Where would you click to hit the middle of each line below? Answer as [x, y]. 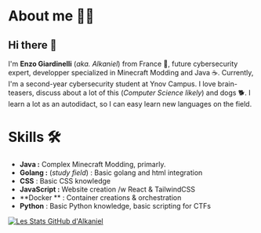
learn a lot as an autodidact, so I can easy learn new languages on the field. [130, 104]
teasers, [21, 93]
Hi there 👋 [33, 45]
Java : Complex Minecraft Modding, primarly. [92, 164]
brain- [227, 84]
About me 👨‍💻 [51, 16]
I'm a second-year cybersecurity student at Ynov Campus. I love [112, 84]
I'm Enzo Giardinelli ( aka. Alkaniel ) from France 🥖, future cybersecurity [123, 64]
